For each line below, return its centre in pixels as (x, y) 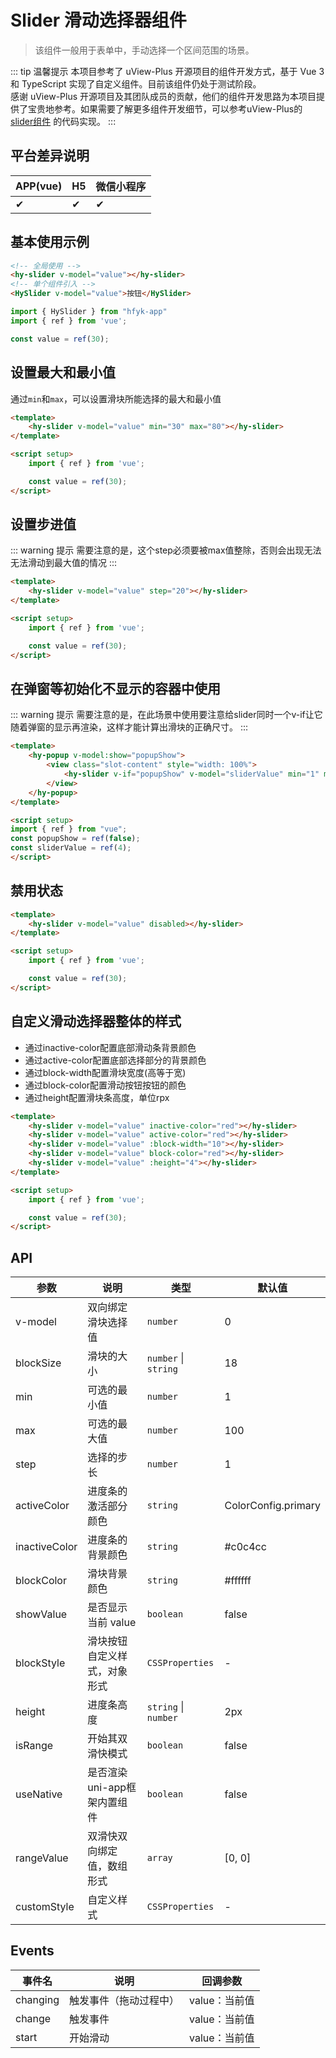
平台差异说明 (50, 156)
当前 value (112, 1623)
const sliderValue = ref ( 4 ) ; (71, 848)
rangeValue (42, 1858)
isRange (34, 1746)
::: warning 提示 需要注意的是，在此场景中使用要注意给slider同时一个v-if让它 (166, 715)
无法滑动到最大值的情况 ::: (64, 563)
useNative (39, 1794)
